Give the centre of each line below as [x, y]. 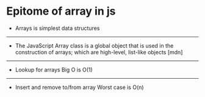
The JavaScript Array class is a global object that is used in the [94, 45]
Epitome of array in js [61, 11]
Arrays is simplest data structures [57, 28]
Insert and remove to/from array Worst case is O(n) [80, 87]
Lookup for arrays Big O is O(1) [54, 70]
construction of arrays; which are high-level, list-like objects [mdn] [99, 52]
